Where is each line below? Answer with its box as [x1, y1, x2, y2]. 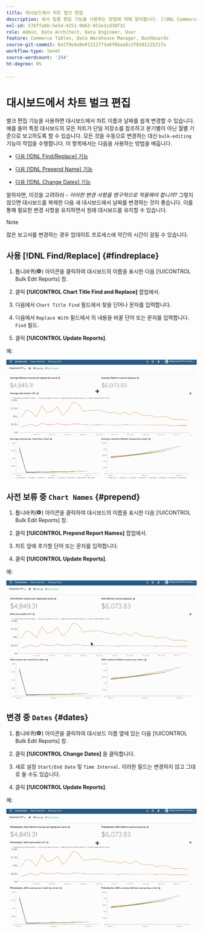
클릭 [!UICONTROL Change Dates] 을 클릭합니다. [14, 750, 135, 757]
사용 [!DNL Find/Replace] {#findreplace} [6, 250, 159, 261]
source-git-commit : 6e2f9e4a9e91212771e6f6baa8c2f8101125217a [6, 42, 166, 48]
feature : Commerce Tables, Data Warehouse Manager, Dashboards [6, 35, 169, 42]
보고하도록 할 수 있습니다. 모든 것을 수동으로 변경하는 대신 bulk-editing [22, 132, 192, 139]
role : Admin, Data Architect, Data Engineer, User [6, 29, 137, 35]
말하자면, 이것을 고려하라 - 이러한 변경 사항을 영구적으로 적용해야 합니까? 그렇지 [6, 191, 193, 199]
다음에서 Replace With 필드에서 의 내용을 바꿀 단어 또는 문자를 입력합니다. [14, 314, 190, 321]
